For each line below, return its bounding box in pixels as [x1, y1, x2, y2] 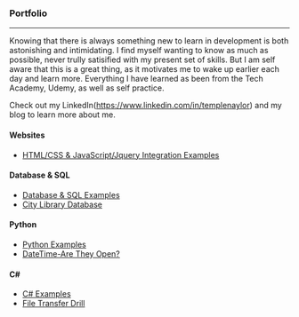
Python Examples [21, 239, 86, 250]
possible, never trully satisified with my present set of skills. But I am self [9, 54, 276, 65]
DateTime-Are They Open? [21, 248, 120, 259]
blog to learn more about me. [9, 109, 116, 120]
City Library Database [21, 199, 102, 210]
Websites [9, 130, 45, 140]
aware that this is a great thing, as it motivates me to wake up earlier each [9, 64, 280, 75]
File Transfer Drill [21, 298, 85, 309]
